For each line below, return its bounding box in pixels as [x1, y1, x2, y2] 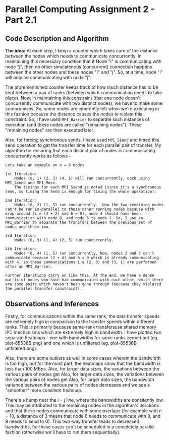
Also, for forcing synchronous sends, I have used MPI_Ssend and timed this [5, 137, 160, 143]
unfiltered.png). [5, 345, 38, 351]
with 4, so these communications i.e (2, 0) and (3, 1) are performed [5, 260, 157, 265]
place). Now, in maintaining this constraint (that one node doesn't [5, 95, 141, 101]
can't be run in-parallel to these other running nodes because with [5, 207, 155, 212]
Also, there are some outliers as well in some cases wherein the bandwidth [5, 355, 161, 361]
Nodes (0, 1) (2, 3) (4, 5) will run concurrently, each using [14, 176, 150, 181]
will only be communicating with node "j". [5, 75, 92, 80]
